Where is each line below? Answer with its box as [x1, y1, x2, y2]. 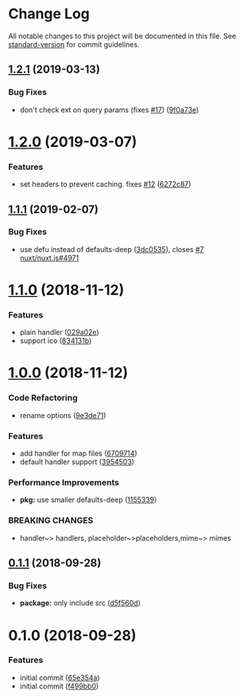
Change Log [8, 5, 90, 23]
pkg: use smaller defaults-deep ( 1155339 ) [19, 495, 157, 505]
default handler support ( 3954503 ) [19, 457, 135, 467]
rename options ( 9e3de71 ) [19, 410, 107, 420]
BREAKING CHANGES [8, 515, 94, 526]
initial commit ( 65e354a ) [19, 672, 101, 682]
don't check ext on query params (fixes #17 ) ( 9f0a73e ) [19, 105, 199, 114]
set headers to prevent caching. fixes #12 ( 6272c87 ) [19, 179, 192, 189]
